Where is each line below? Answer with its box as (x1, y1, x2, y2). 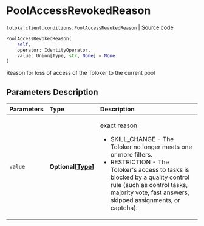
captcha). (110, 203, 138, 212)
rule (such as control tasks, (110, 181, 188, 189)
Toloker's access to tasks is (110, 166, 189, 174)
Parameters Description (6, 87, 98, 97)
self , (17, 41, 32, 48)
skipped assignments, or (110, 196, 181, 205)
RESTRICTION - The (110, 158, 169, 166)
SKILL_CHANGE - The (110, 135, 174, 144)
